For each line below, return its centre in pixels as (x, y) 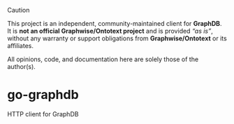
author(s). (22, 67)
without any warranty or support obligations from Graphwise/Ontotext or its (117, 38)
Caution (19, 10)
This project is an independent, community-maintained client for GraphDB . (115, 23)
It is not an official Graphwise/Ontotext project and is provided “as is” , (110, 31)
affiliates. (20, 46)
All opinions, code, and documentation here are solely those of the (103, 59)
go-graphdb (43, 95)
